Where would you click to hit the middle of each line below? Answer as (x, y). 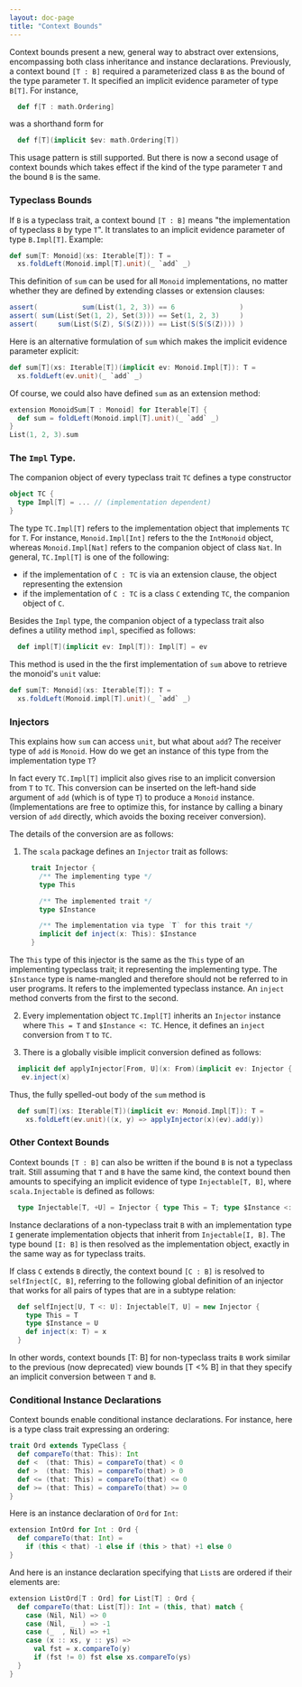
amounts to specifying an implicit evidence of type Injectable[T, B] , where (151, 1181)
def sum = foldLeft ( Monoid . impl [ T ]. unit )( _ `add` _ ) (119, 418)
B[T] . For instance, (44, 90)
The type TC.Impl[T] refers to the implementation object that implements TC (150, 528)
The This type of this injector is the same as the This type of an (127, 960)
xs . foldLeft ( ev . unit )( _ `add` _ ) (80, 375)
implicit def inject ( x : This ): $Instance (118, 934)
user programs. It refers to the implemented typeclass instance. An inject (147, 988)
